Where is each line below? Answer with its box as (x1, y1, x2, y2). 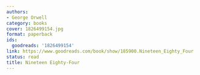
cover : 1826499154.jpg (6, 25, 64, 32)
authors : (6, 8, 28, 15)
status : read (6, 54, 39, 60)
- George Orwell (6, 15, 47, 21)
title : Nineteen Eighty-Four (6, 59, 80, 65)
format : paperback (6, 31, 53, 37)
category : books (6, 20, 47, 26)
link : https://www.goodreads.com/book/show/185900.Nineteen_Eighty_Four (6, 48, 194, 54)
